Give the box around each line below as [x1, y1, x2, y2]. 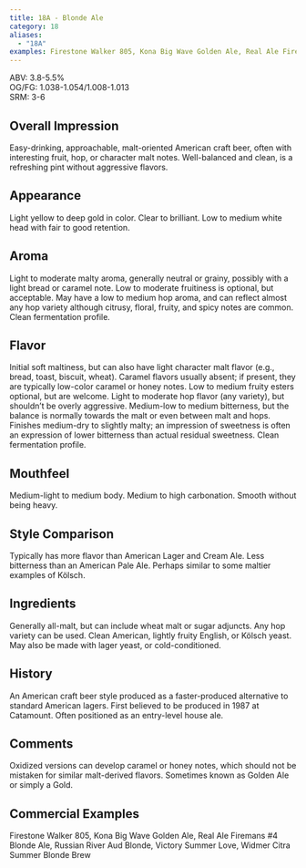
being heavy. [9, 500, 58, 511]
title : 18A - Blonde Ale [9, 13, 104, 23]
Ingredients [9, 596, 76, 612]
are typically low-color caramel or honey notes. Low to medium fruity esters [9, 381, 294, 392]
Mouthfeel [9, 466, 70, 481]
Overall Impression [9, 118, 119, 133]
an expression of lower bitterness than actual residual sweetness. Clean [9, 429, 280, 440]
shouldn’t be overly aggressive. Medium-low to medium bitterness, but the [9, 400, 290, 411]
